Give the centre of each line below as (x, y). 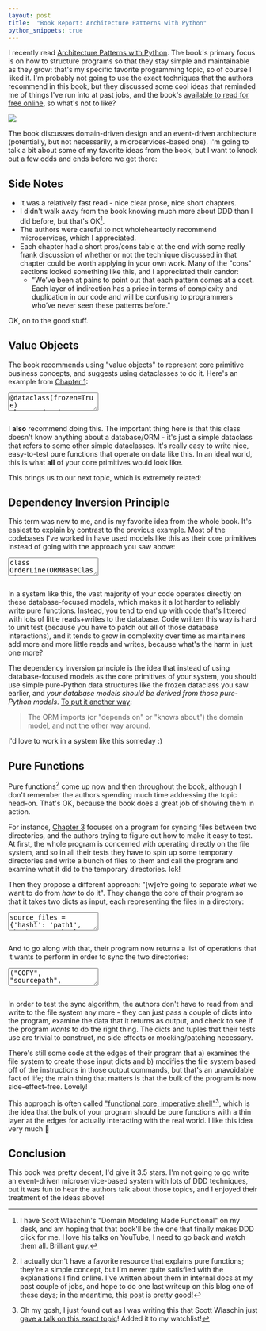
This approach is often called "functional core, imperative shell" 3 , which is (129, 1103)
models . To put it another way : (82, 702)
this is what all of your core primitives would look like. (96, 462)
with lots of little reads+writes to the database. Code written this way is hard (133, 619)
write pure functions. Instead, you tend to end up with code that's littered (127, 610)
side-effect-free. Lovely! (48, 1086)
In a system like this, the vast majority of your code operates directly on (125, 594)
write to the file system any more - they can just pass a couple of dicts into (130, 1012)
